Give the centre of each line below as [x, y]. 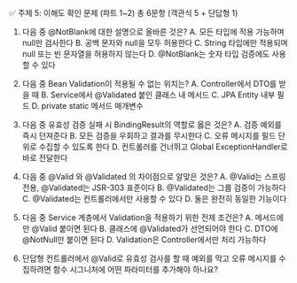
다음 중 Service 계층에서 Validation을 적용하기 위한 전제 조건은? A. [137, 218]
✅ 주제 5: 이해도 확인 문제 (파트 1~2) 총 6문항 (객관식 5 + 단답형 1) [124, 13]
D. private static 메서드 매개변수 [87, 106]
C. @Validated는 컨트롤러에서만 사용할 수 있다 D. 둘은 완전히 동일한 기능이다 [154, 199]
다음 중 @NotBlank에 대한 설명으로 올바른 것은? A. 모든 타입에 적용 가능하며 [153, 32]
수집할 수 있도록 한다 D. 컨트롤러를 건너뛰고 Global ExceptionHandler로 [163, 147]
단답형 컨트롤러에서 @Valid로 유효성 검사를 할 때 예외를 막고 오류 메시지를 [149, 258]
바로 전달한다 [45, 158]
